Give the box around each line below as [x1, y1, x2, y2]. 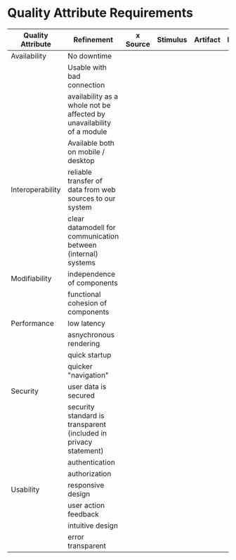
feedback [67, 509, 100, 518]
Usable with [67, 62, 107, 72]
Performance [11, 318, 54, 328]
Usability [11, 484, 40, 494]
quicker [67, 361, 93, 371]
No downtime [67, 51, 112, 61]
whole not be [67, 100, 111, 110]
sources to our [67, 193, 116, 203]
